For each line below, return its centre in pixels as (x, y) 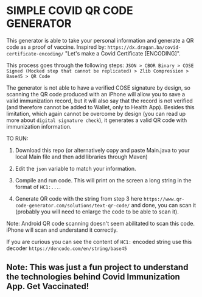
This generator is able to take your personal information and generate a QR (100, 40)
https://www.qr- (164, 199)
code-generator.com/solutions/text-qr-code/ (72, 206)
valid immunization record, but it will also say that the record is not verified (99, 101)
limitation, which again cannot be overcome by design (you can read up (96, 113)
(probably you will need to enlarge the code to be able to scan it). (97, 212)
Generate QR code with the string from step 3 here (78, 198)
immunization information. (39, 126)
